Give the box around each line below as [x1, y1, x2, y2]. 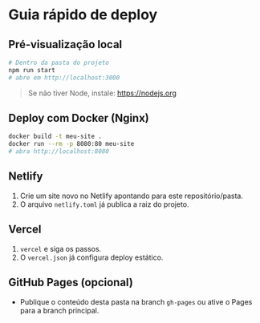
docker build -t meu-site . [8, 132, 103, 141]
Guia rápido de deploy [8, 6, 158, 24]
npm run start [8, 66, 56, 74]
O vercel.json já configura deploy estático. [19, 252, 164, 262]
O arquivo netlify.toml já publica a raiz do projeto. [19, 199, 190, 209]
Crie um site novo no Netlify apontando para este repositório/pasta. [19, 191, 243, 200]
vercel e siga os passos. [19, 244, 102, 253]
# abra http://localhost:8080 [8, 147, 110, 155]
